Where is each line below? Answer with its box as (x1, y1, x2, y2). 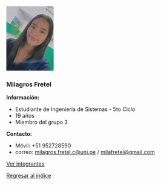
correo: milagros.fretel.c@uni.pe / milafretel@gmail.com (15, 148, 156, 155)
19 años (15, 112, 35, 119)
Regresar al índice (6, 172, 51, 179)
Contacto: (6, 130, 32, 137)
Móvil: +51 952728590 (15, 142, 71, 149)
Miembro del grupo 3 (15, 118, 68, 126)
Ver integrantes (6, 160, 45, 167)
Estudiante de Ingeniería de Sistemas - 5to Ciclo (15, 106, 136, 113)
